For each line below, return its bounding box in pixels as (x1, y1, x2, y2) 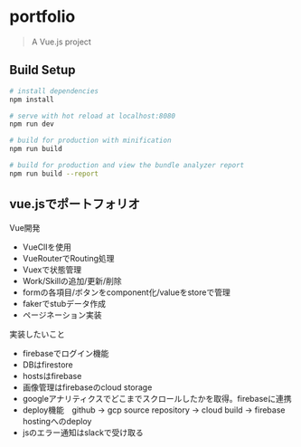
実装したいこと (9, 328, 65, 339)
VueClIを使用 (22, 242, 72, 252)
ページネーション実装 (22, 309, 102, 320)
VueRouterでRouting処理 (22, 252, 115, 263)
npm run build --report (9, 169, 99, 178)
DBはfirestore (22, 359, 74, 370)
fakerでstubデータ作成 (22, 298, 107, 309)
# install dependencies (9, 86, 99, 96)
